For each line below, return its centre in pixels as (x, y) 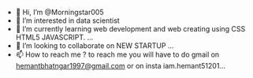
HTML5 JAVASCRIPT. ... (54, 37)
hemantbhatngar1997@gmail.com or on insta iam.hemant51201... (121, 66)
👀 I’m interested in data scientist (67, 20)
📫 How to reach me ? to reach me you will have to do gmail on (117, 54)
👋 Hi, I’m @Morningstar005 (60, 12)
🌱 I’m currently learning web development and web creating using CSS (130, 29)
